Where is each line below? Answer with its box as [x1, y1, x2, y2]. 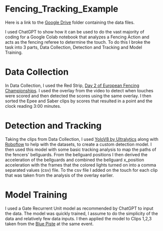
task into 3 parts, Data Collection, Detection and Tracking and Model [5, 44, 143, 50]
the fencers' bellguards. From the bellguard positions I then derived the [5, 151, 148, 157]
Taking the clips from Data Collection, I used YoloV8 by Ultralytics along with [5, 136, 159, 142]
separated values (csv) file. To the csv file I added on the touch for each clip [5, 167, 158, 173]
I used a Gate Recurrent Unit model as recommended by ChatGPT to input [5, 205, 153, 211]
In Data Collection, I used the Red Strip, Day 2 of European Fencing [5, 82, 140, 88]
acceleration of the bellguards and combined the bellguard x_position [5, 157, 145, 163]
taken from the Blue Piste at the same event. [5, 221, 94, 227]
